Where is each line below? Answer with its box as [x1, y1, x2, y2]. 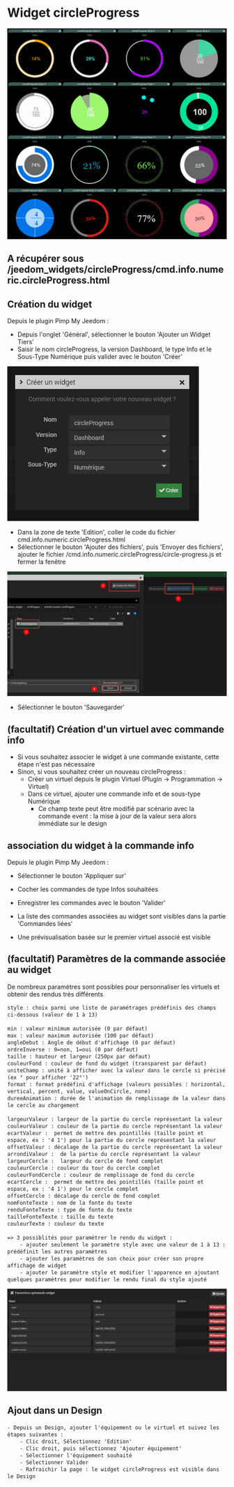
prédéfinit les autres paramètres [7, 1248, 108, 1255]
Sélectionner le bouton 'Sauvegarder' [17, 703, 125, 711]
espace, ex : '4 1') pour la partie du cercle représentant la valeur [7, 1137, 217, 1143]
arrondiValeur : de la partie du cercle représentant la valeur [7, 1150, 201, 1157]
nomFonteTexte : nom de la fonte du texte [7, 1199, 132, 1206]
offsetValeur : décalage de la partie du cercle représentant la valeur [7, 1143, 223, 1150]
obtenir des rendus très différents [7, 989, 104, 998]
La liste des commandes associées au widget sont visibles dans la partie [17, 912, 226, 920]
